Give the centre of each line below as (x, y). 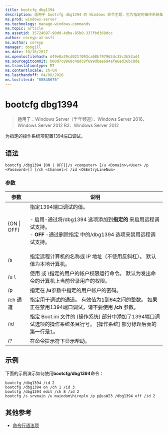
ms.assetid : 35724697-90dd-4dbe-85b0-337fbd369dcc (59, 33)
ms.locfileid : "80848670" (32, 80)
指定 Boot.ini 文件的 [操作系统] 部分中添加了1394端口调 (95, 316)
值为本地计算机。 (50, 264)
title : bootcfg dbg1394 (30, 10)
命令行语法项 (25, 425)
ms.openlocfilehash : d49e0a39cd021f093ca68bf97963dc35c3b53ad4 (72, 56)
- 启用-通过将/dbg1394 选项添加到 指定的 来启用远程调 (95, 220)
